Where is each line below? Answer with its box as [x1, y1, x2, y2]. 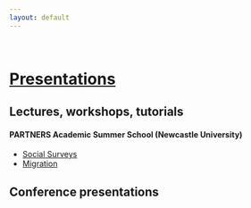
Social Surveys [21, 149, 78, 160]
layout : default [9, 12, 70, 22]
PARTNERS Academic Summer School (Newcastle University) [9, 129, 243, 139]
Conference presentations [9, 184, 159, 199]
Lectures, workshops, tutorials [9, 104, 184, 120]
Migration [21, 158, 58, 170]
